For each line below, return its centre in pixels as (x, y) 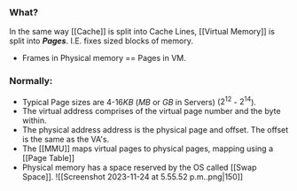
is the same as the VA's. (66, 140)
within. (34, 120)
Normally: (31, 81)
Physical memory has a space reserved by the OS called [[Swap (139, 168)
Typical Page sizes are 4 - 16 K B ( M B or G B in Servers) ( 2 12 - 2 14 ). (139, 101)
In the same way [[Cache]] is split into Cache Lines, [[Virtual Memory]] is (142, 32)
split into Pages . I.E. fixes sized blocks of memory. (101, 41)
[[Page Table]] (48, 158)
